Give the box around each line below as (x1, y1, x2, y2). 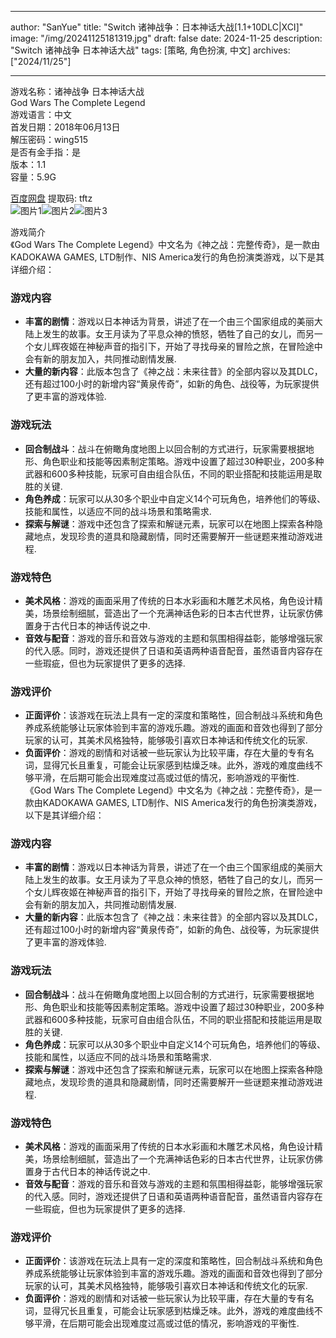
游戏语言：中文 (10, 109, 72, 120)
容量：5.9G (10, 171, 57, 183)
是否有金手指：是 (10, 146, 81, 158)
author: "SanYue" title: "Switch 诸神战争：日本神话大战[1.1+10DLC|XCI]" (10, 21, 304, 33)
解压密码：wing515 (10, 134, 89, 145)
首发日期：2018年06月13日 (10, 121, 121, 133)
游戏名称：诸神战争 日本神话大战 (10, 86, 145, 97)
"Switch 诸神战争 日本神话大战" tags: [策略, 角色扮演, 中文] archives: (10, 44, 291, 56)
